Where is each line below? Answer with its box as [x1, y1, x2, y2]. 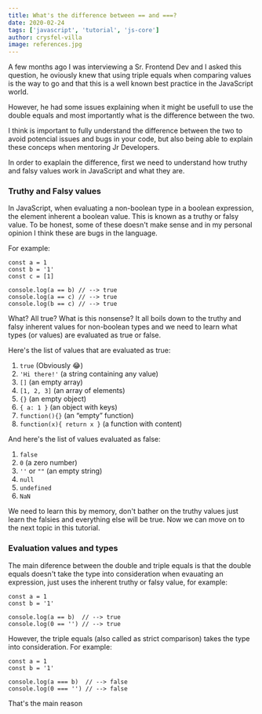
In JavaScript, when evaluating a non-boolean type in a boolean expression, [8, 203, 254, 213]
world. [8, 87, 29, 97]
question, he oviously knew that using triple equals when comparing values [8, 71, 252, 80]
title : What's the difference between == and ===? [8, 11, 177, 20]
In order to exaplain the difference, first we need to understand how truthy [8, 158, 248, 167]
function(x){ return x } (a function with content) [19, 419, 183, 428]
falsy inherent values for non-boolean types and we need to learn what [8, 322, 238, 332]
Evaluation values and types [8, 543, 118, 554]
